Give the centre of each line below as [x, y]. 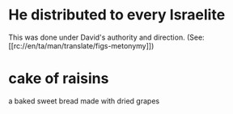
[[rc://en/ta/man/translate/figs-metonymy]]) [81, 45]
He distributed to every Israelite [117, 15]
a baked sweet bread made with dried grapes [84, 101]
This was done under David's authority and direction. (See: [106, 37]
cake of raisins [59, 79]
